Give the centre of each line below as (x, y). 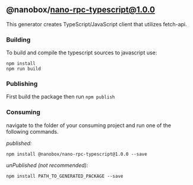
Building (18, 39)
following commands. (32, 131)
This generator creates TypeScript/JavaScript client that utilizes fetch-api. (96, 24)
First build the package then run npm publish (61, 97)
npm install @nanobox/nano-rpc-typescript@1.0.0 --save (77, 154)
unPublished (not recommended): (47, 165)
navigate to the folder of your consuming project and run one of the (88, 125)
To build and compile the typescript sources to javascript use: (82, 53)
